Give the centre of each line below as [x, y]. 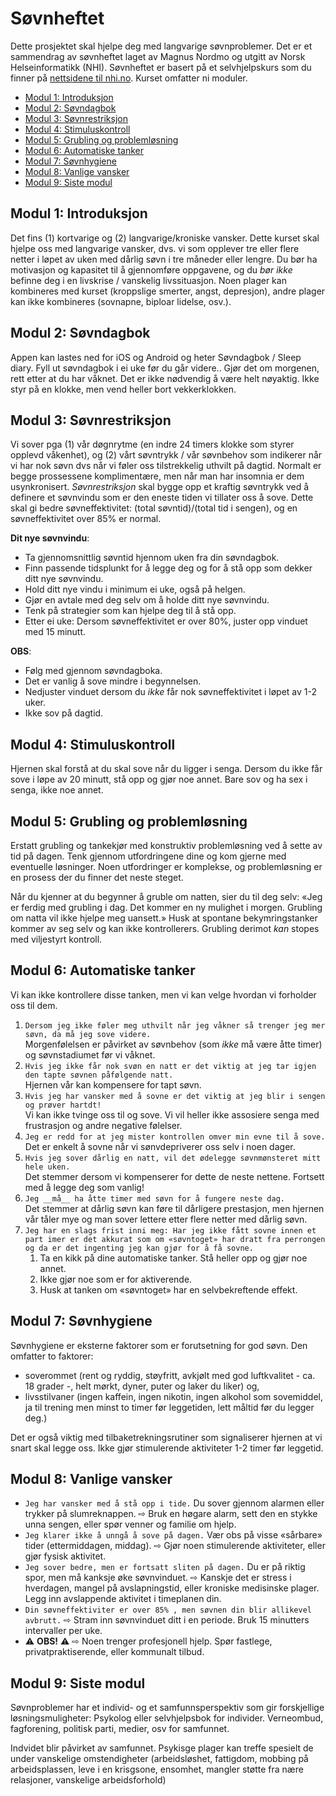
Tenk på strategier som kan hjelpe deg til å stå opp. [130, 611]
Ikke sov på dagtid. [64, 713]
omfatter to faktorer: [52, 1356]
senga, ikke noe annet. [57, 790]
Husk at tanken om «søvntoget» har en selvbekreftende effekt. [168, 1289]
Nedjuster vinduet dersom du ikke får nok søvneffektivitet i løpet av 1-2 [171, 692]
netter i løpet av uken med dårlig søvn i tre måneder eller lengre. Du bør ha [164, 259]
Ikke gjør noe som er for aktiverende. [116, 1279]
